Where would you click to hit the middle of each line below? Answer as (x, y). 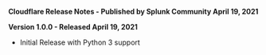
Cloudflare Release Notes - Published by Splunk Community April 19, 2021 (133, 12)
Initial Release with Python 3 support (80, 42)
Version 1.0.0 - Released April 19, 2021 (73, 27)
